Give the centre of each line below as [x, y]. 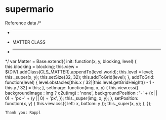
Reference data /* [23, 23]
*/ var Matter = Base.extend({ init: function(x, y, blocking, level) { [71, 61]
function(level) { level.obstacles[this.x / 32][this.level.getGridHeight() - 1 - [80, 82]
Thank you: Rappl [23, 113]
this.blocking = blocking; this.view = [42, 66]
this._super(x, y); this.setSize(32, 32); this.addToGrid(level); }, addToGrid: [80, 77]
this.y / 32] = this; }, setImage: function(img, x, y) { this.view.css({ [72, 87]
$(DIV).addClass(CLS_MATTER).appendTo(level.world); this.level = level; [79, 72]
